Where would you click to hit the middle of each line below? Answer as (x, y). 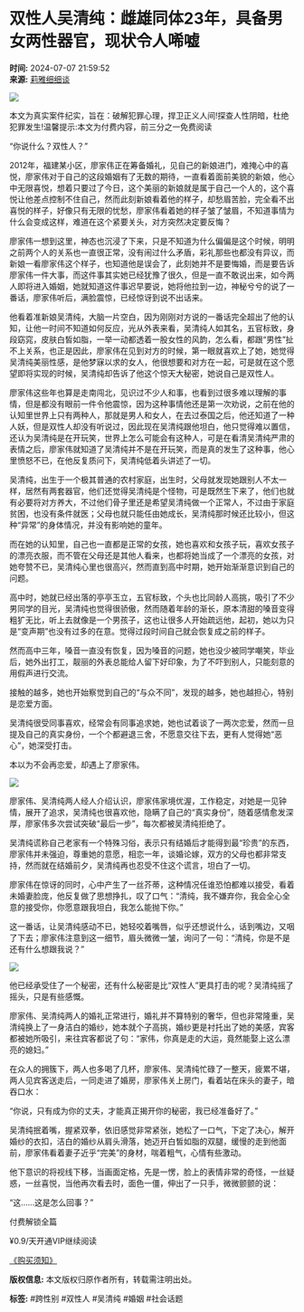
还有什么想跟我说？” (47, 949)
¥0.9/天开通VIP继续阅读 (53, 1241)
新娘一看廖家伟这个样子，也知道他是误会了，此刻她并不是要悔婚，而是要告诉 (152, 263)
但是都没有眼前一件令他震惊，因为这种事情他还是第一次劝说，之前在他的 (160, 404)
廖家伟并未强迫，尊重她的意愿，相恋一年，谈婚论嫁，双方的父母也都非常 (144, 854)
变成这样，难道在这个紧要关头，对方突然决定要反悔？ (132, 222)
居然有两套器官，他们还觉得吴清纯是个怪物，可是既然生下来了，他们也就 (160, 490)
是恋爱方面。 (33, 703)
